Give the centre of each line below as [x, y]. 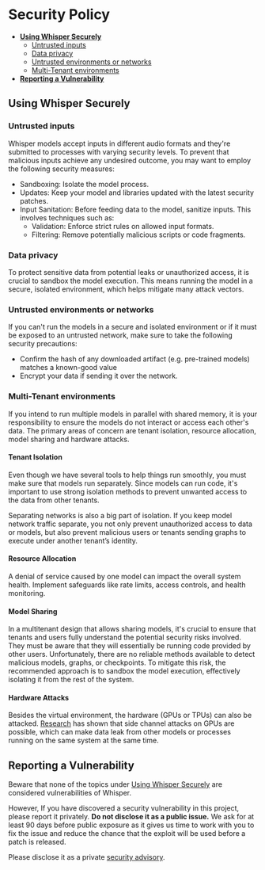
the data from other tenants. [54, 500]
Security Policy [59, 15]
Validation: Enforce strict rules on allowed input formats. [123, 226]
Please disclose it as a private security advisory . [87, 857]
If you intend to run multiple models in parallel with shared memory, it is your [133, 414]
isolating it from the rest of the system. [71, 680]
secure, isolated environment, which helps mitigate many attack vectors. [126, 289]
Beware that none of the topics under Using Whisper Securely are [115, 784]
